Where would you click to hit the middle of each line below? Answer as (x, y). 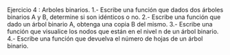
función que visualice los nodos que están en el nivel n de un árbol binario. (113, 31)
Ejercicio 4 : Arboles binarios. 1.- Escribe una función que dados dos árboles (115, 10)
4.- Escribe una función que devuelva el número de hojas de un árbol (105, 39)
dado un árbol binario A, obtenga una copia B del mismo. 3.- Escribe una (110, 24)
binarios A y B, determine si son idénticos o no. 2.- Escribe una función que (114, 17)
